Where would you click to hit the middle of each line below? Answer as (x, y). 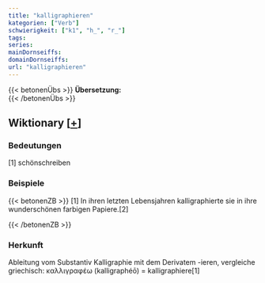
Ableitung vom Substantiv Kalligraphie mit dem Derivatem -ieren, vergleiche (132, 262)
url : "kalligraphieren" (47, 67)
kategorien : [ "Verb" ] (44, 23)
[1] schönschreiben (40, 163)
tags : (17, 38)
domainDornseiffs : (38, 60)
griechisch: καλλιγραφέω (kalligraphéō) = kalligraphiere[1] (104, 271)
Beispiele (26, 183)
